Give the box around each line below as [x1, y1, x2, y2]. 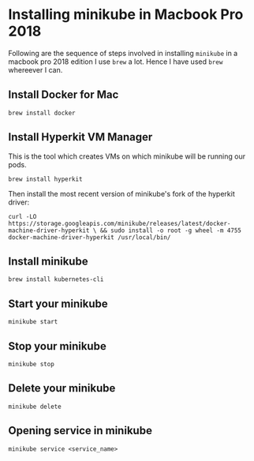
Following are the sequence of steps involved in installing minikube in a [8, 48, 238, 58]
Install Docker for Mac [8, 88, 119, 102]
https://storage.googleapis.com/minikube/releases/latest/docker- [8, 219, 231, 227]
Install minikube [8, 254, 88, 268]
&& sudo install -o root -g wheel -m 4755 [99, 227, 242, 234]
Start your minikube [8, 297, 108, 310]
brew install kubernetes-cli [8, 275, 104, 283]
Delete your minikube [8, 381, 116, 395]
